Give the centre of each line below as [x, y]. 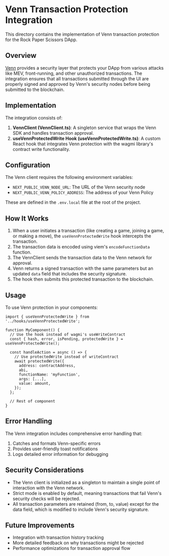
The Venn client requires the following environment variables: [69, 177]
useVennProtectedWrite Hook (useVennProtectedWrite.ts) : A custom [87, 138]
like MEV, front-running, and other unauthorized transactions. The [74, 73]
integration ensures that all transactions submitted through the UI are [77, 79]
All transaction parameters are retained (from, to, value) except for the [86, 504]
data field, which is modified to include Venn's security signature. [81, 509]
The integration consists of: [34, 117]
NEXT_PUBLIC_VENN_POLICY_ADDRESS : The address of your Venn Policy [83, 193]
